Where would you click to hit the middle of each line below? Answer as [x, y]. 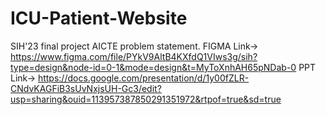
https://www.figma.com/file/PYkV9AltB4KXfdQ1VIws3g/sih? [134, 56]
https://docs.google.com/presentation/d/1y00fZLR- [143, 78]
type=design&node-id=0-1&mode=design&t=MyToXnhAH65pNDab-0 [153, 67]
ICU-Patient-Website [99, 18]
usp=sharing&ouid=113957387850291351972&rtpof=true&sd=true [146, 99]
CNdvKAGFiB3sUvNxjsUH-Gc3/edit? [86, 88]
